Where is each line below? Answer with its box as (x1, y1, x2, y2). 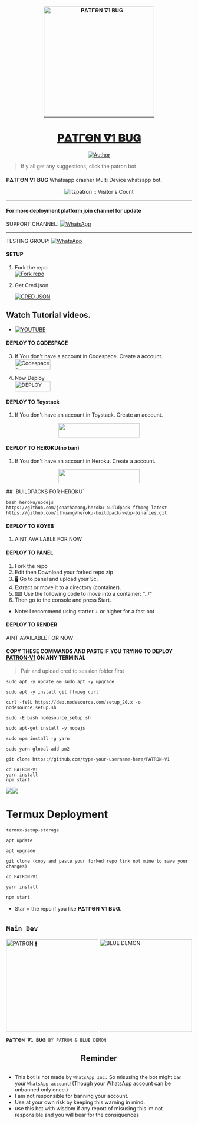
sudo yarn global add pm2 (6, 746, 70, 752)
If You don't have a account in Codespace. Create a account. (14, 352, 163, 359)
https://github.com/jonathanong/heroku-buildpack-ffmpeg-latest (6, 505, 167, 511)
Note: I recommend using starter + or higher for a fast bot (14, 608, 155, 615)
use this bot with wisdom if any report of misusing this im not (14, 1104, 163, 1112)
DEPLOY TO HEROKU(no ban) (6, 444, 80, 451)
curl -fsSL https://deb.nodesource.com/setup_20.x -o (6, 700, 141, 706)
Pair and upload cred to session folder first (20, 667, 125, 674)
